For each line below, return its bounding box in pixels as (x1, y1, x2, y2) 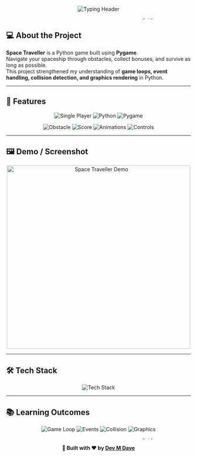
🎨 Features (6, 97, 46, 107)
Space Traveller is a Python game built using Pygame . (6, 49, 138, 56)
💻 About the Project (6, 31, 82, 40)
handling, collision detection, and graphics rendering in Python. (6, 74, 164, 81)
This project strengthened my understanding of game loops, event (6, 67, 168, 75)
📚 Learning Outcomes (6, 407, 90, 417)
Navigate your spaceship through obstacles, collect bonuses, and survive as (6, 55, 191, 62)
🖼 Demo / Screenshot (6, 147, 89, 157)
